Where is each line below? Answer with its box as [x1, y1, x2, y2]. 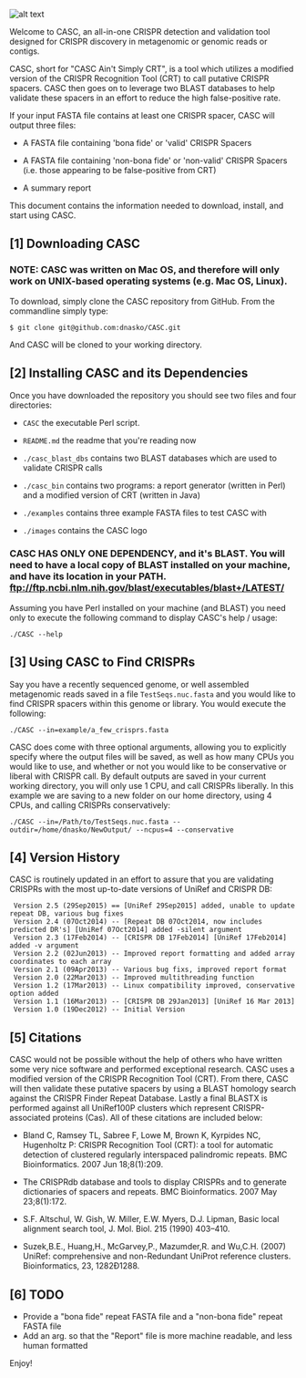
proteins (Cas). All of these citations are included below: [52, 1113, 263, 1124]
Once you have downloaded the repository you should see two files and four [9, 389, 297, 400]
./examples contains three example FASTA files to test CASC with [22, 507, 267, 518]
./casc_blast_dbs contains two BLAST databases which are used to [22, 452, 278, 463]
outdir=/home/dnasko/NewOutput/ [9, 825, 132, 834]
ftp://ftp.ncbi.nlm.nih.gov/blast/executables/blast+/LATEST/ [9, 582, 285, 595]
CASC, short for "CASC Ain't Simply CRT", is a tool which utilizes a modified [9, 64, 294, 74]
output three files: [9, 119, 76, 130]
